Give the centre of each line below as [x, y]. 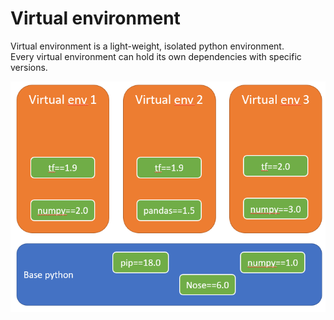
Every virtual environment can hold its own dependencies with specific [156, 56]
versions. [29, 67]
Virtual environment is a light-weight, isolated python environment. [147, 46]
